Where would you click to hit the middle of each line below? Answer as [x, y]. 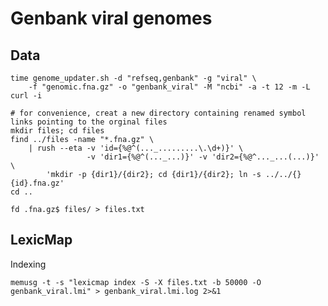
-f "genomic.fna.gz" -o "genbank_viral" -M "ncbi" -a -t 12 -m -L [169, 87]
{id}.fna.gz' [37, 183]
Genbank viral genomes [111, 18]
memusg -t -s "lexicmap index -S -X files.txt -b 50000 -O [136, 282]
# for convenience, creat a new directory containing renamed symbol [158, 113]
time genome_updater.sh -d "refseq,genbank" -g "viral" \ [133, 78]
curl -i [26, 96]
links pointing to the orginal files [89, 122]
